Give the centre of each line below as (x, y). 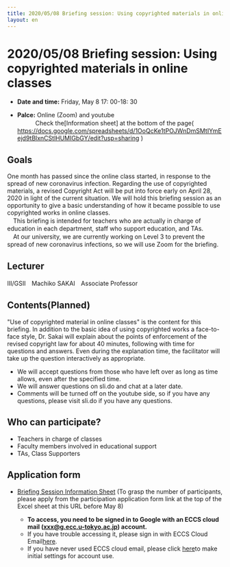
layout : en (23, 20)
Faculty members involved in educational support (87, 446)
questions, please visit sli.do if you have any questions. (95, 400)
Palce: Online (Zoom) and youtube (66, 115)
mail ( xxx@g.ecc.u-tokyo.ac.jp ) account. (87, 527)
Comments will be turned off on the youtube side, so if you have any (113, 393)
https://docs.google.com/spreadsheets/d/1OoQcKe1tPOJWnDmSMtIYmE (119, 131)
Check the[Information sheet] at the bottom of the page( (115, 123)
